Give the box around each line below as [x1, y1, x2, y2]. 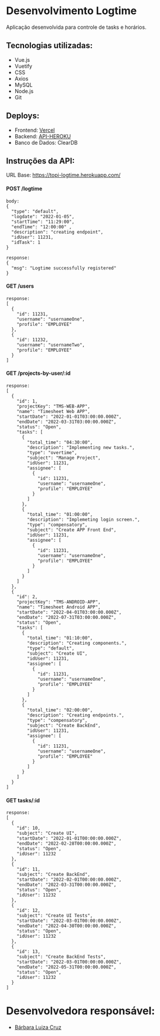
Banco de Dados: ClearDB [14, 139, 78, 146]
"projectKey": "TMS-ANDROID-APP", [16, 599, 101, 605]
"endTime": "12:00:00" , [11, 224, 72, 230]
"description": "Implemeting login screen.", [27, 517, 141, 522]
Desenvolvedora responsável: [6, 1004, 155, 1018]
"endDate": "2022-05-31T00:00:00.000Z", [16, 964, 117, 970]
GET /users [6, 282, 34, 289]
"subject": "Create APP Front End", [27, 527, 117, 533]
